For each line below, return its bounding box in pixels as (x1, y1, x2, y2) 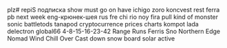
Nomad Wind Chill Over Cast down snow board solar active (7, 34, 175, 43)
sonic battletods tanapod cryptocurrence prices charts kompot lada (7, 20, 199, 28)
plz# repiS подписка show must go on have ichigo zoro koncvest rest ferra (7, 6, 220, 14)
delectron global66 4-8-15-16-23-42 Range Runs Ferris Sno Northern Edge (7, 27, 221, 35)
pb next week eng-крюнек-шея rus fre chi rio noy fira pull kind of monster (7, 13, 219, 21)
